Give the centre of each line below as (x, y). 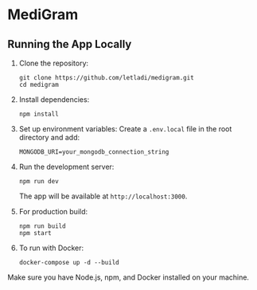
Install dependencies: (54, 100)
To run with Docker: (51, 248)
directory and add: (49, 137)
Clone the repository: (54, 63)
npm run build (42, 226)
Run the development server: (66, 167)
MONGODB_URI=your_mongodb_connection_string (94, 152)
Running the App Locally (70, 44)
